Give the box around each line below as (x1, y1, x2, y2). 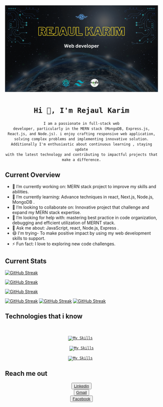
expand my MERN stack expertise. (12, 210, 81, 215)
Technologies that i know (5, 312, 83, 321)
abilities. (12, 189, 29, 195)
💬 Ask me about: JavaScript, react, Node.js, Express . (12, 225, 119, 231)
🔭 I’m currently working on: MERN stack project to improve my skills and (12, 184, 157, 190)
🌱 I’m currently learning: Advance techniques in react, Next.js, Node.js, (12, 194, 154, 200)
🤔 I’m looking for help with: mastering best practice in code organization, (12, 215, 158, 221)
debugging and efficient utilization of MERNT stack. (12, 220, 115, 226)
